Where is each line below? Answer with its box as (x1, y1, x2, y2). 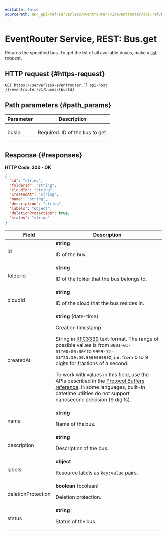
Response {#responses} (5, 151, 83, 160)
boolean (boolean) (55, 482, 99, 489)
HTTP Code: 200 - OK (5, 164, 51, 170)
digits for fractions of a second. (55, 360, 129, 367)
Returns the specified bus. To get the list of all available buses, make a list (5, 50, 157, 56)
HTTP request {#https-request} (5, 69, 105, 78)
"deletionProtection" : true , (9, 210, 70, 216)
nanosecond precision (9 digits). (55, 396, 132, 403)
